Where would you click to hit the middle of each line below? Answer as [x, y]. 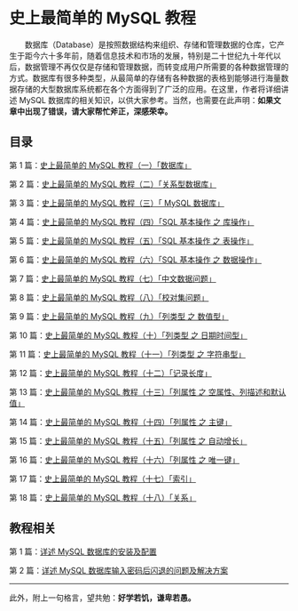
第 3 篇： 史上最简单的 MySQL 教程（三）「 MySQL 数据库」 [117, 203]
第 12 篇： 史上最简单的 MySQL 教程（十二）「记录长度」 [111, 373]
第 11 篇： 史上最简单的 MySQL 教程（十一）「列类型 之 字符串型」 [128, 354]
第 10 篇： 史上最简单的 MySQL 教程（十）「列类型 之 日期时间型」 [129, 335]
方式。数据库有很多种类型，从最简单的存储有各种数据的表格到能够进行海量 [145, 77]
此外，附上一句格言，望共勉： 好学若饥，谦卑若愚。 [102, 598]
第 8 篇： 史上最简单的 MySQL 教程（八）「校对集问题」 [109, 297]
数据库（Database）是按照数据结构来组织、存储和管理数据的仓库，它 [151, 44]
